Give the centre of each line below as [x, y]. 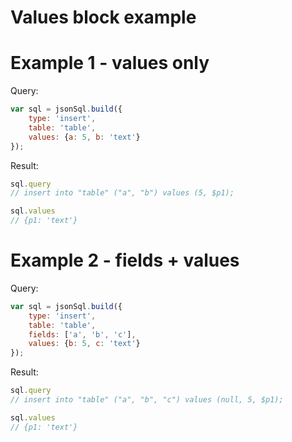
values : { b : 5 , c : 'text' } [84, 344]
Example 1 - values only [110, 63]
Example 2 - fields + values [125, 260]
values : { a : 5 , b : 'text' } [84, 137]
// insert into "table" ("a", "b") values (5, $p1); [122, 193]
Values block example [103, 17]
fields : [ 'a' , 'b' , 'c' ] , [82, 334]
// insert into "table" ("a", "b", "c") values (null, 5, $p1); [147, 400]
